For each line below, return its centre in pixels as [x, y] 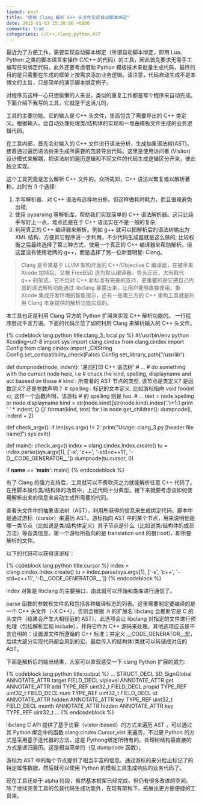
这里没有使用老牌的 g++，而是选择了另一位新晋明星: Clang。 [90, 252]
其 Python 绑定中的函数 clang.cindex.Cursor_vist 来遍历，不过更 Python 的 [98, 733]
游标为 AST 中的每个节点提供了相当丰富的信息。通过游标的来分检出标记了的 [100, 760]
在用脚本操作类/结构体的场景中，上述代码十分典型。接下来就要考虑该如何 [97, 490]
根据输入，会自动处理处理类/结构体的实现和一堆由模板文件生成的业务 [102, 123]
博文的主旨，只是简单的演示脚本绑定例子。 [59, 83]
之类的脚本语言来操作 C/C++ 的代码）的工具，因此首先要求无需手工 [109, 60]
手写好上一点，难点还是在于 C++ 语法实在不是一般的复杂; [86, 222]
